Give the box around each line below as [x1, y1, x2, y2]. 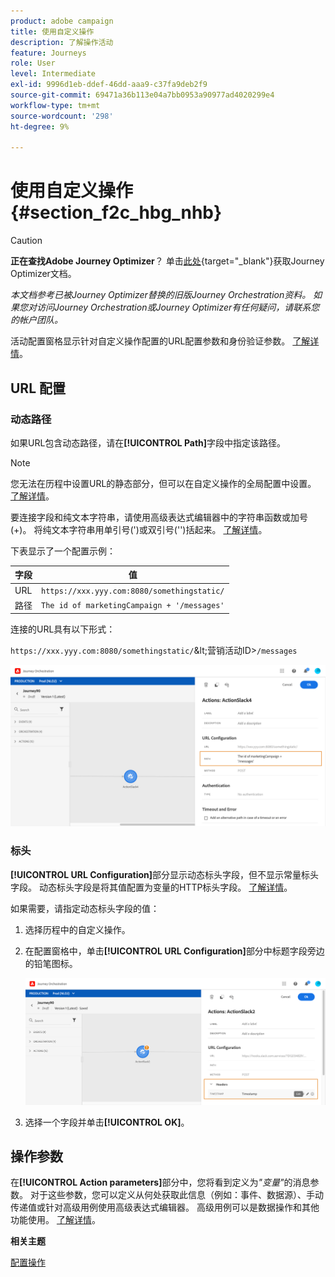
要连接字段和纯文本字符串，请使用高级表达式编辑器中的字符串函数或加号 [10, 511, 308, 523]
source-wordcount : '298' [10, 111, 114, 121]
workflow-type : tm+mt [10, 100, 101, 110]
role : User [10, 58, 56, 69]
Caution [10, 235, 43, 247]
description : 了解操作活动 [10, 37, 114, 47]
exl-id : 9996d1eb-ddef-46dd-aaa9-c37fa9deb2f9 [10, 80, 208, 90]
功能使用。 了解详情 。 [10, 1214, 101, 1226]
